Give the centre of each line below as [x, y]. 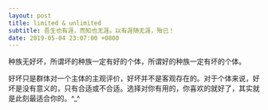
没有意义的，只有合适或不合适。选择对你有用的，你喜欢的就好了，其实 [137, 88]
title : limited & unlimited [55, 23]
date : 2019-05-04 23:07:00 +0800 [64, 38]
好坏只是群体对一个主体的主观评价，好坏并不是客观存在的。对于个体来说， [130, 79]
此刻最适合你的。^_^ [47, 98]
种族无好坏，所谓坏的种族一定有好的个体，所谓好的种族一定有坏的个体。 [127, 61]
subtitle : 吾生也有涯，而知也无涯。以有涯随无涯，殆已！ [92, 30]
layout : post [30, 16]
